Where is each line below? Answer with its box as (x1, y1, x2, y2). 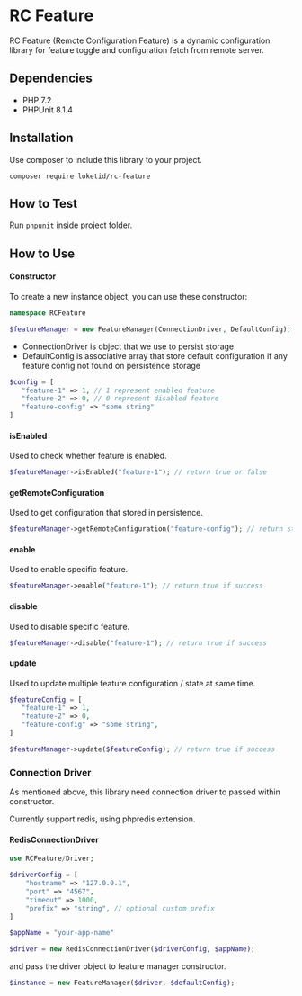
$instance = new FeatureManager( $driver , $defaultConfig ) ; (9, 978, 235, 988)
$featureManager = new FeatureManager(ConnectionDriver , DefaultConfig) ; (9, 325, 292, 334)
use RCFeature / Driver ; (9, 854, 94, 864)
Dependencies (9, 71, 93, 86)
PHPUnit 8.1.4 (22, 104, 74, 115)
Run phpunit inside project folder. (9, 220, 133, 230)
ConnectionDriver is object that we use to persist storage (22, 341, 235, 352)
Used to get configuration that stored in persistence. (9, 507, 204, 518)
